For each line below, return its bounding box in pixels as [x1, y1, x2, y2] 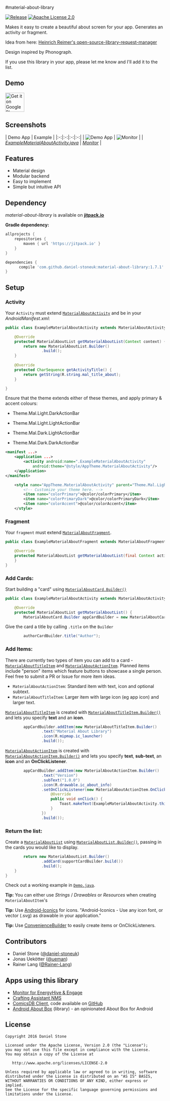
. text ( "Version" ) [41, 773, 78, 778]
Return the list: [5, 827, 42, 834]
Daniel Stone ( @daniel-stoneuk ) [12, 951, 79, 957]
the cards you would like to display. [5, 844, 79, 850]
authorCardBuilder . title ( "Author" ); [23, 634, 101, 639]
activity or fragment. [5, 29, 48, 35]
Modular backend [12, 173, 50, 179]
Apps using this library [5, 976, 78, 985]
